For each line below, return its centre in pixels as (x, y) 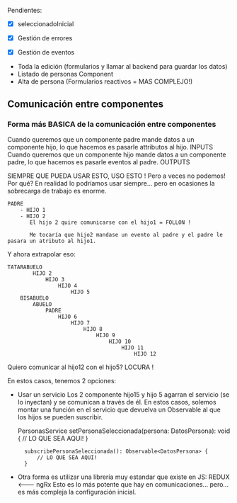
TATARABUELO (25, 267)
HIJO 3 (55, 279)
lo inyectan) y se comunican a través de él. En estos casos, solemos (117, 402)
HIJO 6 (68, 317)
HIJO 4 (68, 286)
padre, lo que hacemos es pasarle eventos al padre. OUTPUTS (99, 162)
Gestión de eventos (46, 52)
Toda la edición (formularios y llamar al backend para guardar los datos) (122, 67)
